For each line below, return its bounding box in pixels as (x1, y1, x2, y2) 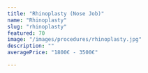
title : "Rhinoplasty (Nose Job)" (7, 10, 105, 17)
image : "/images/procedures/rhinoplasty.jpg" (7, 36, 142, 43)
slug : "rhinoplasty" (7, 23, 68, 30)
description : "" (7, 42, 54, 49)
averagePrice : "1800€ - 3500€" (7, 49, 98, 56)
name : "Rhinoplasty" (7, 17, 68, 24)
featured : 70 (7, 29, 45, 37)
